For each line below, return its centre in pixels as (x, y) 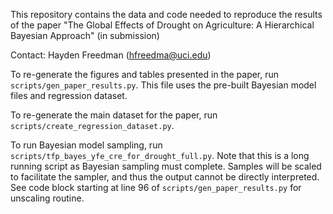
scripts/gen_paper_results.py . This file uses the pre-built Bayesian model (163, 85)
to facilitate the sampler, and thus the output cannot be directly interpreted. (165, 177)
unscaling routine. (47, 198)
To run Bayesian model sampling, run (86, 145)
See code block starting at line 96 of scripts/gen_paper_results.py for (156, 187)
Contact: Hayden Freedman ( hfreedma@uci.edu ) (111, 55)
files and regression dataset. (69, 95)
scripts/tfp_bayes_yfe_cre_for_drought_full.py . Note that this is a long (160, 155)
